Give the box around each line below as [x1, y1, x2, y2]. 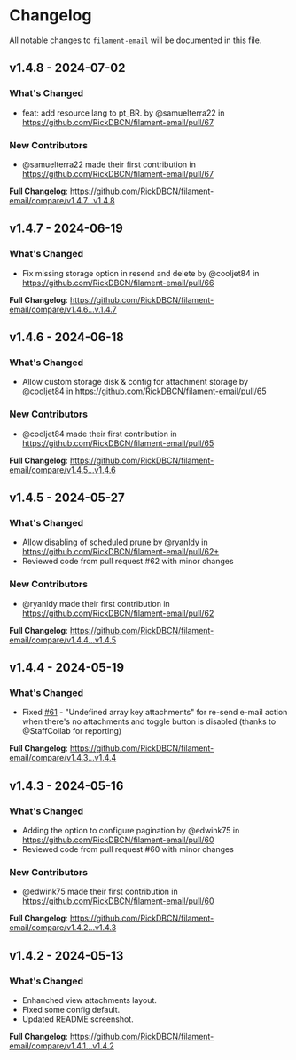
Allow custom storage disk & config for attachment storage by [21, 377, 249, 387]
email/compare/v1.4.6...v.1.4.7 [9, 304, 117, 315]
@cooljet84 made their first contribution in [21, 428, 177, 439]
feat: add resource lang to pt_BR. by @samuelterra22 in [21, 108, 225, 118]
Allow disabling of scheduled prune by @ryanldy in [21, 537, 208, 547]
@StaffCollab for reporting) [21, 726, 122, 737]
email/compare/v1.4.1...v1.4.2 [9, 1040, 115, 1051]
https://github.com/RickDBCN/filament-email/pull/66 [21, 277, 214, 288]
